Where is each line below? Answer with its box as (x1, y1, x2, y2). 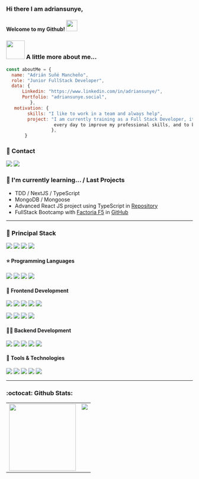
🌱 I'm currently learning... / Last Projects (6, 176, 125, 184)
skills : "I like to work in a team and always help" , (27, 111, 163, 117)
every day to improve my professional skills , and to (53, 121, 190, 128)
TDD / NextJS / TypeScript (14, 189, 80, 196)
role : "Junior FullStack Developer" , (11, 77, 105, 83)
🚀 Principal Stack (6, 228, 56, 237)
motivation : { (14, 105, 49, 111)
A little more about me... (25, 53, 97, 61)
